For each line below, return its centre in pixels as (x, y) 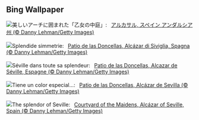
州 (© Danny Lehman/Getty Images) (50, 32)
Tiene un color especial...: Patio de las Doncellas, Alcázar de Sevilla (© (100, 85)
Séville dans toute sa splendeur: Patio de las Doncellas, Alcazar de (95, 65)
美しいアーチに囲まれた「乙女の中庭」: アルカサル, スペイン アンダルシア (102, 25)
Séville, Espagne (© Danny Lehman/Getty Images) (68, 72)
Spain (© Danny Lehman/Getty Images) (54, 111)
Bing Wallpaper (35, 10)
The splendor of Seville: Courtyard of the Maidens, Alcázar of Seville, (98, 104)
